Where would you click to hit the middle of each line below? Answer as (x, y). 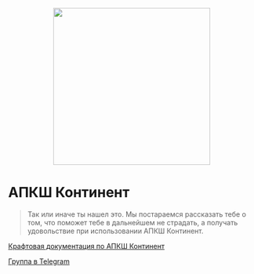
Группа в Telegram (39, 261)
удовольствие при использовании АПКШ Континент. (115, 231)
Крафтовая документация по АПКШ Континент (86, 246)
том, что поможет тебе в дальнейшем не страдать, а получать (132, 222)
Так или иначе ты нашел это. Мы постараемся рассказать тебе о (137, 214)
